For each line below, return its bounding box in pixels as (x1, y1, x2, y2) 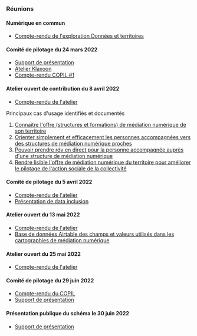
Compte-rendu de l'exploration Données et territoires (14, 32, 145, 39)
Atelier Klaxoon (14, 65, 52, 73)
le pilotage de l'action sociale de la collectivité (14, 164, 127, 172)
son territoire (14, 127, 47, 134)
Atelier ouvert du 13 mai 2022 (6, 211, 80, 218)
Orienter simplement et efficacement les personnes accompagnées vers (14, 133, 191, 140)
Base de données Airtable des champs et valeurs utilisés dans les (14, 230, 175, 238)
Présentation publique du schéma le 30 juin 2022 (6, 309, 130, 317)
